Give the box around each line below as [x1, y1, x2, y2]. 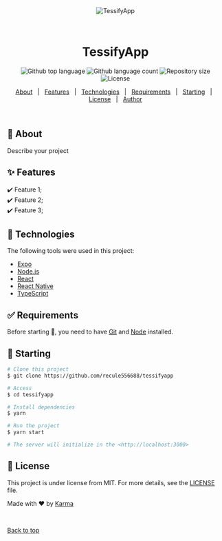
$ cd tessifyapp [7, 391, 54, 398]
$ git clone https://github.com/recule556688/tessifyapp [7, 372, 174, 379]
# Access [7, 385, 32, 391]
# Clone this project [7, 366, 69, 373]
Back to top [7, 526, 40, 534]
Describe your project [7, 146, 69, 154]
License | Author [88, 94, 143, 103]
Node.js [16, 267, 40, 276]
